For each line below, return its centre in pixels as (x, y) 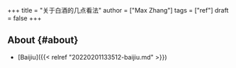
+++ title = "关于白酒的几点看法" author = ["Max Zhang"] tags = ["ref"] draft (118, 10)
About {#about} (43, 40)
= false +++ (24, 18)
